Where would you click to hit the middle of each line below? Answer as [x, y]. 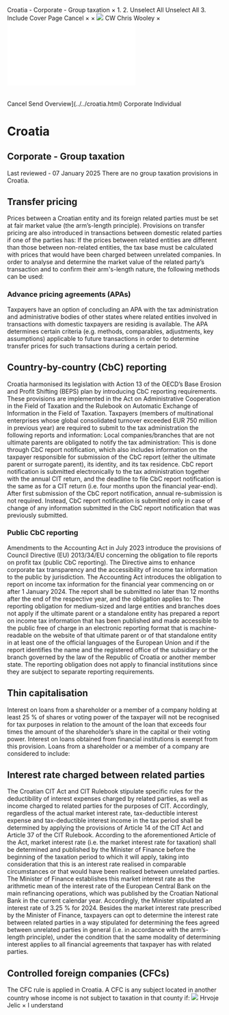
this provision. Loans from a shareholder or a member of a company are [108, 746]
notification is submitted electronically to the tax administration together [108, 471]
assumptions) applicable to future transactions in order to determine [103, 338]
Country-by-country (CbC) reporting [87, 367]
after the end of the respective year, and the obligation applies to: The [105, 599]
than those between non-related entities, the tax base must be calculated [110, 248]
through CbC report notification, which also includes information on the [107, 449]
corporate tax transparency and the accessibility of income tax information [112, 569]
